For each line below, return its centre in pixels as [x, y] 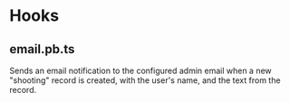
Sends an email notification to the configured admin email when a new [140, 70]
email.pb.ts [42, 49]
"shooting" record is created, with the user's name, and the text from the [145, 80]
